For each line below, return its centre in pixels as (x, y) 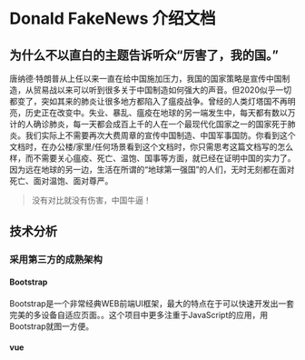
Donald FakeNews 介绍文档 (113, 19)
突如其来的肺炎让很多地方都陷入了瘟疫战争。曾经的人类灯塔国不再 (164, 101)
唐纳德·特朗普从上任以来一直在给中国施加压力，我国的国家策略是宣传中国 (146, 79)
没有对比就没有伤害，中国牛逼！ (91, 200)
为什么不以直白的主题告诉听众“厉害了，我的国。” (144, 55)
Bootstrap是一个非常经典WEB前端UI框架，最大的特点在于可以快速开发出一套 (152, 303)
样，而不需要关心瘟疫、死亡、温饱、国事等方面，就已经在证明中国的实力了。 (152, 158)
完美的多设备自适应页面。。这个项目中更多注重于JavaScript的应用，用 (139, 315)
